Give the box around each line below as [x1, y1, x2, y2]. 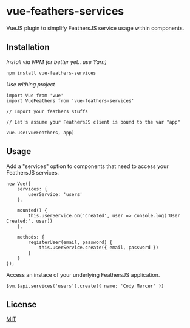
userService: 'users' [28, 191, 83, 197]
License [6, 299, 37, 310]
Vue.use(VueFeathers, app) [6, 130, 75, 136]
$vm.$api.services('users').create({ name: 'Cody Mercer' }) [6, 283, 165, 289]
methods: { [17, 234, 45, 240]
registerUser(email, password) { [28, 239, 113, 245]
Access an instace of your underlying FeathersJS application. [6, 271, 160, 278]
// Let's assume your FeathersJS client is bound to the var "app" [6, 119, 181, 125]
